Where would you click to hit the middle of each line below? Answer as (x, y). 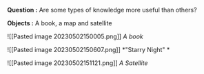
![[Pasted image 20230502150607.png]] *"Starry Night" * (89, 50)
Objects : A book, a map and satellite (60, 23)
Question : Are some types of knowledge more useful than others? (102, 10)
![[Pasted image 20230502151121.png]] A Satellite (78, 63)
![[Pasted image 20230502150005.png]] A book (75, 36)
